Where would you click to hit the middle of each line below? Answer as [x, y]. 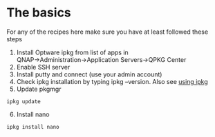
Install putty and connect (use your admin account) [89, 74]
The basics [39, 13]
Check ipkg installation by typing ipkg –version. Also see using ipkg [112, 81]
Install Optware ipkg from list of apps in [72, 52]
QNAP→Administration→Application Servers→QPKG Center [101, 59]
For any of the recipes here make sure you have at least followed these [107, 32]
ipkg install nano [33, 127]
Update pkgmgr [39, 89]
